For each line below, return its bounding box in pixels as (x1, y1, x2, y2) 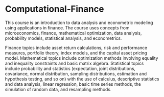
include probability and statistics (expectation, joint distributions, (5, 65, 136, 72)
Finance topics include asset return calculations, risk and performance (5, 45, 148, 50)
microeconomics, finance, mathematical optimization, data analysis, (5, 30, 142, 36)
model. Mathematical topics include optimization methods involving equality (5, 55, 158, 61)
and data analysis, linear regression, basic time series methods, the (5, 81, 141, 87)
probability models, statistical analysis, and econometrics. (5, 35, 122, 41)
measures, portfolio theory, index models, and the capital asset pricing (5, 50, 147, 56)
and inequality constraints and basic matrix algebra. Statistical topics (5, 60, 144, 66)
